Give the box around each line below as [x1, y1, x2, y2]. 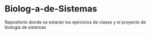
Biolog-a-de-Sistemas [4, 3, 98, 14]
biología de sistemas [4, 24, 46, 30]
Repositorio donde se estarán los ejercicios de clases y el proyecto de [4, 19, 146, 25]
